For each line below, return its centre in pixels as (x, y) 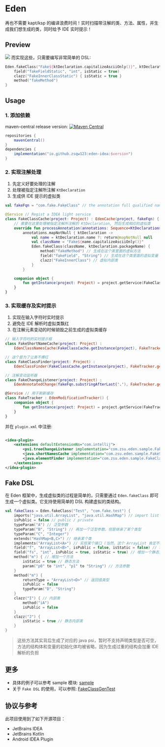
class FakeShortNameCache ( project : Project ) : (54, 344)
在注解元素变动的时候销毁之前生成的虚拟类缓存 (59, 330)
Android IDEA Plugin (33, 739)
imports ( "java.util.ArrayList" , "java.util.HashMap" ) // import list (87, 516)
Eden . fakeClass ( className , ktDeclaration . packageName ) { (91, 247)
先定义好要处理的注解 (34, 184)
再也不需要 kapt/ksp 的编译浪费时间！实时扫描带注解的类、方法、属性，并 (80, 23)
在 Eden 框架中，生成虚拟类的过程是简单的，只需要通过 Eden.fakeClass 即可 (82, 495)
